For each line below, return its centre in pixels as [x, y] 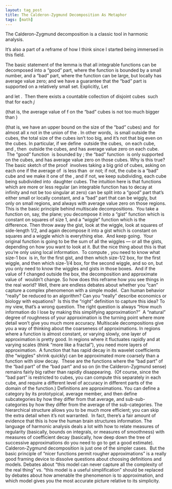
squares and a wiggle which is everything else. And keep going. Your [79, 236]
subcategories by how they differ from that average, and [65, 399]
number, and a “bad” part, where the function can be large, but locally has [83, 76]
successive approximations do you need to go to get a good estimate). [80, 443]
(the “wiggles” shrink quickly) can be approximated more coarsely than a [82, 356]
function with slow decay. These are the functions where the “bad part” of [84, 361]
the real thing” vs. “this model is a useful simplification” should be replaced [84, 470]
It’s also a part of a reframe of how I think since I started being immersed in [84, 50]
